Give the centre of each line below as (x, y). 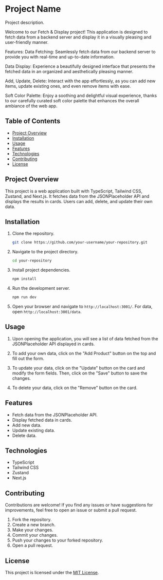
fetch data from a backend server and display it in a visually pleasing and (78, 37)
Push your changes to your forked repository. (58, 540)
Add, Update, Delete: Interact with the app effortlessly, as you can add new (80, 81)
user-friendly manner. (27, 42)
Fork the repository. (32, 520)
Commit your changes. (35, 535)
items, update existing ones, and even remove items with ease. (68, 86)
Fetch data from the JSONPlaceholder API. (55, 414)
